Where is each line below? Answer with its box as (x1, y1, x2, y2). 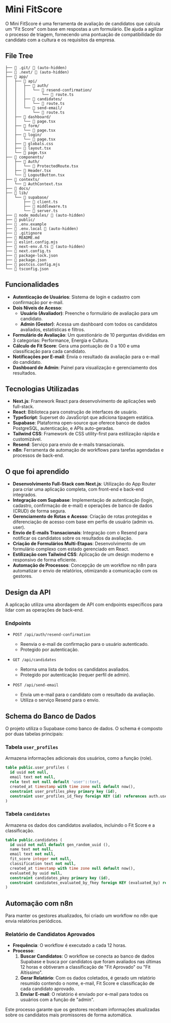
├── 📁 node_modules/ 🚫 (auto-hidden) (5, 213, 85, 218)
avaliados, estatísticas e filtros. (20, 326, 85, 333)
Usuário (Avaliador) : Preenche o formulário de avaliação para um (20, 310, 158, 316)
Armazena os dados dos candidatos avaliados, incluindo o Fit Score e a (5, 822, 155, 828)
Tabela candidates (5, 810, 50, 818)
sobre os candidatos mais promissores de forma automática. (5, 1012, 132, 1018)
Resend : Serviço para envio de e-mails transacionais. (12, 441, 126, 448)
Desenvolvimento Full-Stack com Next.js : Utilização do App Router (12, 481, 156, 487)
